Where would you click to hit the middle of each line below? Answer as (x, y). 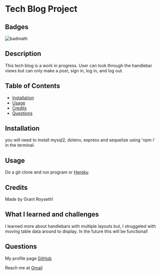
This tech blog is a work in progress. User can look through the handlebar (79, 65)
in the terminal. (20, 145)
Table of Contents (33, 86)
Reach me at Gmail (24, 268)
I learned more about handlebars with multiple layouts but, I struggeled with (80, 226)
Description (23, 54)
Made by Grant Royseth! (29, 199)
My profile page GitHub (28, 258)
